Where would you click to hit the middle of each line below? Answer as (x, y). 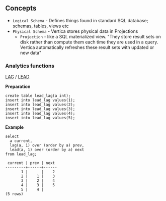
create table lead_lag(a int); (38, 96)
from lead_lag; (21, 154)
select (12, 137)
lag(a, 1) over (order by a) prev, (47, 145)
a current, (21, 141)
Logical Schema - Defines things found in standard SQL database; (80, 20)
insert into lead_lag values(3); (40, 109)
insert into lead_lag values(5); (40, 118)
